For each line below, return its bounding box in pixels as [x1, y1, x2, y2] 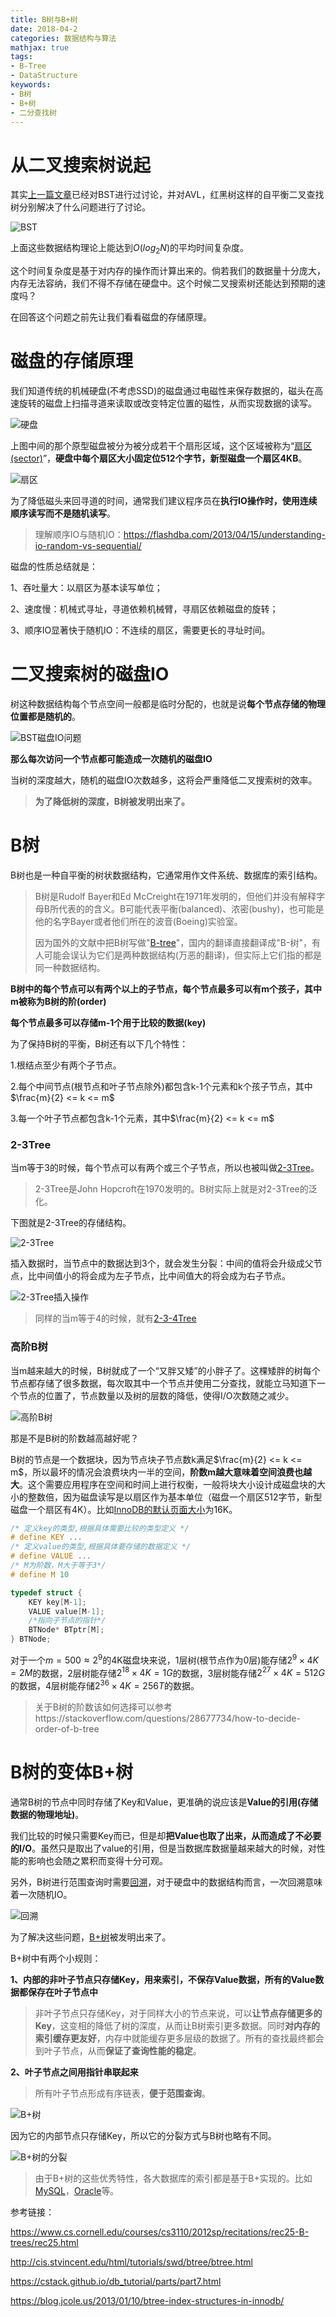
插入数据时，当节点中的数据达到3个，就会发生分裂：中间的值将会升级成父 [10, 1257, 314, 1270]
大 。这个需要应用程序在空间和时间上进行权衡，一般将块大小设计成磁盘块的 [10, 1478, 317, 1490]
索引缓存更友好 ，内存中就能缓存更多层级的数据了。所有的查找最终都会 [34, 2032, 325, 2044]
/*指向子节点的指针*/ [28, 1616, 107, 1626]
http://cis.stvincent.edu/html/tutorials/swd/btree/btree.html [10, 2256, 253, 2268]
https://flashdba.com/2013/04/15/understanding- [123, 529, 326, 541]
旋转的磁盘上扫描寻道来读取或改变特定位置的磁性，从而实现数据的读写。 [18, 397, 317, 410]
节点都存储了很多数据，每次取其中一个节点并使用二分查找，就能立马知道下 [10, 1377, 317, 1389]
